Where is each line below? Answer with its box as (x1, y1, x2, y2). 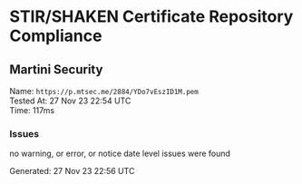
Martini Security (9, 62, 103, 77)
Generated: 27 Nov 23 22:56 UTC (9, 166, 135, 177)
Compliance (9, 25, 102, 46)
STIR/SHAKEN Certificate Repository (9, 6, 294, 27)
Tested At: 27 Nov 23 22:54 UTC (9, 95, 132, 106)
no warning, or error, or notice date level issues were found (9, 148, 231, 160)
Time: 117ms (9, 105, 55, 115)
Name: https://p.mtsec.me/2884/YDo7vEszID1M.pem (9, 86, 200, 96)
